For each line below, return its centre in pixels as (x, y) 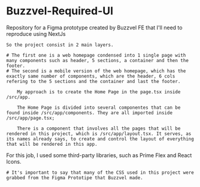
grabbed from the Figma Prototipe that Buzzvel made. (75, 177)
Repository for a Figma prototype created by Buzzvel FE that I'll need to (94, 27)
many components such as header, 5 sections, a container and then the (97, 60)
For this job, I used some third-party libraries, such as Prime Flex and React (99, 155)
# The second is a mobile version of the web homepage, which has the (96, 71)
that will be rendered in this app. (52, 144)
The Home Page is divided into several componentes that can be (99, 108)
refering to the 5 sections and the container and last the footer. (93, 81)
